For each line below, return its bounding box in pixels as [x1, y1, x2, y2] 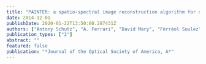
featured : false [6, 43, 48, 49]
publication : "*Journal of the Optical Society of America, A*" [6, 49, 174, 55]
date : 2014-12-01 [6, 15, 51, 21]
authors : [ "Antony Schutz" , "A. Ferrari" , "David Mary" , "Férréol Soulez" [6, 26, 202, 32]
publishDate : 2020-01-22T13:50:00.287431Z [6, 20, 116, 26]
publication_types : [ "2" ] [6, 32, 72, 38]
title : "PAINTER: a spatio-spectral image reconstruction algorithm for [6, 9, 196, 15]
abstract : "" [6, 37, 40, 43]
